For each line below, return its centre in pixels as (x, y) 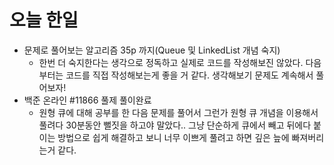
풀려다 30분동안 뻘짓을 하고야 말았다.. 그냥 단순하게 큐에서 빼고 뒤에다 (175, 125)
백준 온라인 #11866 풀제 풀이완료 (87, 100)
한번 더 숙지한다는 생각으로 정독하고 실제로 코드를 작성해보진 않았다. (171, 62)
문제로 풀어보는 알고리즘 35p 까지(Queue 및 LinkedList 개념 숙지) (152, 50)
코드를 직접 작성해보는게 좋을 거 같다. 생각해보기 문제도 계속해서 (189, 75)
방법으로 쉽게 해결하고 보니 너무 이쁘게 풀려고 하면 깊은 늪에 (173, 137)
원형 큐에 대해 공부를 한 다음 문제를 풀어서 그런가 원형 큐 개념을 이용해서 (178, 112)
